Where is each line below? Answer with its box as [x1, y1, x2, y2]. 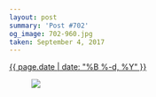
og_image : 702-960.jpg [9, 29, 93, 38]
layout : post [9, 12, 58, 22]
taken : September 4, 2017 [9, 37, 105, 47]
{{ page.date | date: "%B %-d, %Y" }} [9, 62, 147, 72]
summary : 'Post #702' [9, 21, 90, 30]
